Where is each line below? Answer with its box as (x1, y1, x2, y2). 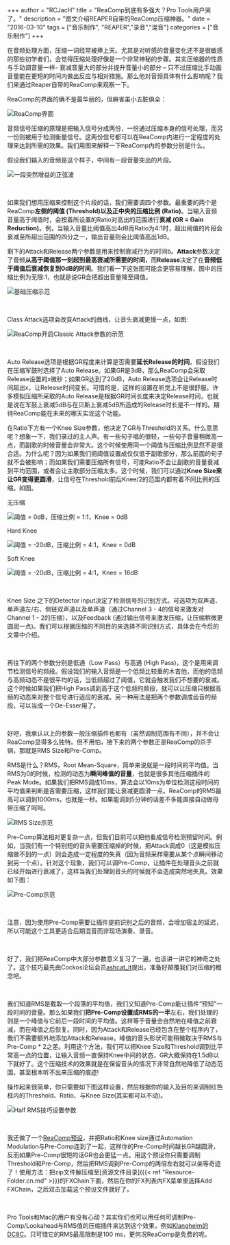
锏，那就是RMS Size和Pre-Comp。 (7, 747, 105, 754)
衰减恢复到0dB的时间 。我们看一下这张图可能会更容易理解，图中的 (30, 265, 217, 272)
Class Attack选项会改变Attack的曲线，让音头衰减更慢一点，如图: (7, 315, 188, 324)
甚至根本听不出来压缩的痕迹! (18, 1068, 99, 1076)
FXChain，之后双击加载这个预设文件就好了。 (7, 1185, 133, 1193)
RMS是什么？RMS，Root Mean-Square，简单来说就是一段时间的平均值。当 (7, 761, 219, 769)
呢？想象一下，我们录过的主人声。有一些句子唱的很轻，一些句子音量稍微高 (7, 433, 217, 440)
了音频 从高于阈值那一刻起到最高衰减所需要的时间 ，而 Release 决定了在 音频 (7, 256, 216, 264)
